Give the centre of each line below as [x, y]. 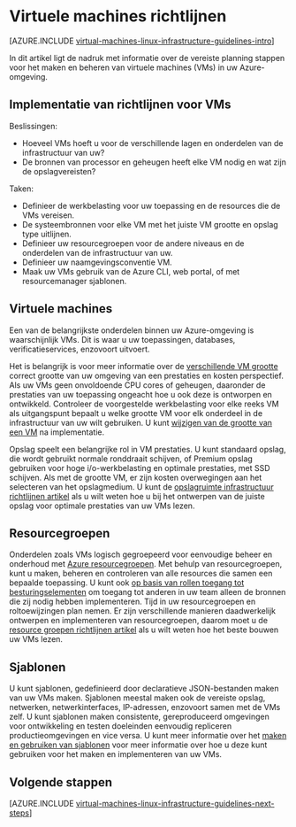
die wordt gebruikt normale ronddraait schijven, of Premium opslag [131, 459]
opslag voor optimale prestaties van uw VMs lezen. [102, 506]
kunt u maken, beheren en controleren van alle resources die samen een [141, 574]
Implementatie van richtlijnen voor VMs [120, 105]
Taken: [21, 189]
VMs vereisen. [48, 215]
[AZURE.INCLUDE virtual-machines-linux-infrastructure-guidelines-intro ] [142, 41]
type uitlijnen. [47, 234]
